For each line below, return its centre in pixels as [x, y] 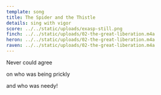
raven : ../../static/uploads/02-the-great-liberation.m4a [80, 46]
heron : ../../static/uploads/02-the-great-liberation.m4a [80, 40]
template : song [25, 12]
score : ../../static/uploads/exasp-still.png [64, 29]
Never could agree [29, 62]
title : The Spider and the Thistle [51, 17]
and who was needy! [32, 85]
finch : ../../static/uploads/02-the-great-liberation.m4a [80, 34]
